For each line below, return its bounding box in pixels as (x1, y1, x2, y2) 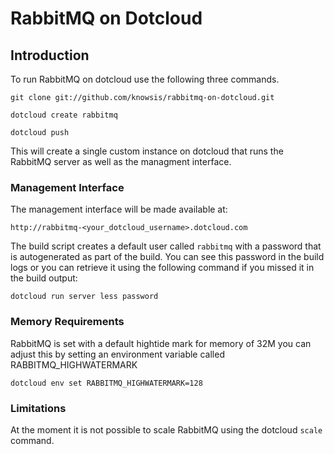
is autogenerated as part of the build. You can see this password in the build (10, 251, 325, 263)
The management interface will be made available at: (10, 203, 228, 216)
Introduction (10, 47, 90, 64)
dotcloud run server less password (10, 292, 159, 302)
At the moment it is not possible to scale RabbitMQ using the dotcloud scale (10, 423, 323, 436)
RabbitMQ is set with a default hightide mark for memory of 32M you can (10, 337, 312, 349)
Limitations (10, 401, 67, 415)
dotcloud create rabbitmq (10, 110, 118, 120)
